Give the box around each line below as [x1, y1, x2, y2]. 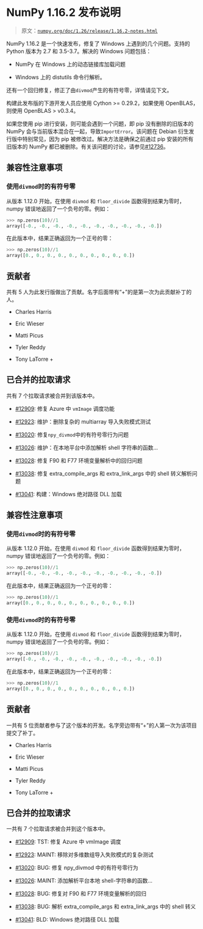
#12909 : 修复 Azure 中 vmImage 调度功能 [15, 405, 115, 412]
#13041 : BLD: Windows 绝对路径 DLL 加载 [15, 916, 120, 924]
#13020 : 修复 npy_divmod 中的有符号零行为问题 [15, 431, 129, 438]
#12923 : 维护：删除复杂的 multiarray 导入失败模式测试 [15, 418, 151, 425]
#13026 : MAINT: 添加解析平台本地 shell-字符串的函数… [15, 877, 153, 884]
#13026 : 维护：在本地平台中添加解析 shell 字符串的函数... [15, 444, 158, 451]
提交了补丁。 [6, 729, 38, 736]
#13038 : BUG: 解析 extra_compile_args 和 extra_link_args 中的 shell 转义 [15, 903, 196, 910]
